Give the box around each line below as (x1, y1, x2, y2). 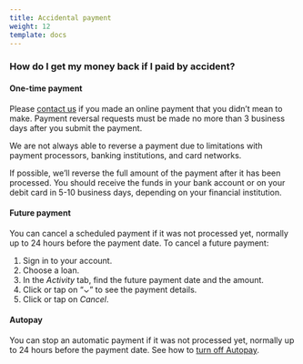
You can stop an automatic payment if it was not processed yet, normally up (9, 334, 295, 346)
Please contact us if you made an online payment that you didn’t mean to (9, 103, 283, 114)
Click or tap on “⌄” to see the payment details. (22, 284, 197, 295)
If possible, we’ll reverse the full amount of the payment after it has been (9, 167, 281, 178)
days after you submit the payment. (9, 122, 143, 133)
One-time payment (9, 83, 83, 94)
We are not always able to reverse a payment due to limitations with (9, 140, 263, 151)
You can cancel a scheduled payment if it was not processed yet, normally (9, 227, 289, 238)
